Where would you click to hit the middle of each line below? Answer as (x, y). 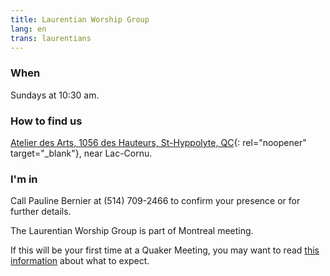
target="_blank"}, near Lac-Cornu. (81, 153)
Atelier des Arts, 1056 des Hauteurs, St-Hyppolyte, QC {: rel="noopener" (158, 142)
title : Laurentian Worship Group (80, 19)
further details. (41, 212)
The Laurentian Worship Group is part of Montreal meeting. (132, 231)
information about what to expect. (80, 261)
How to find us (46, 121)
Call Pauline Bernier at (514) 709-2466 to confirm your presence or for (155, 201)
